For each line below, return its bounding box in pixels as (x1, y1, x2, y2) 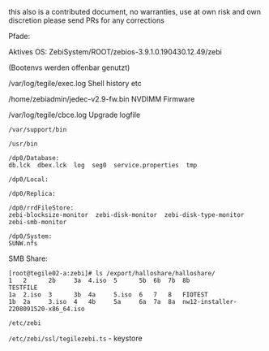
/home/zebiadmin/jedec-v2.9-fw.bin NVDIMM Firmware (8, 94, 195, 104)
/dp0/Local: (8, 175, 49, 184)
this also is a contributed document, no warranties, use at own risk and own (8, 7, 262, 16)
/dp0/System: (8, 232, 53, 240)
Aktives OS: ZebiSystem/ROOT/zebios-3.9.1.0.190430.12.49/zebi (8, 47, 223, 56)
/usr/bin (8, 140, 38, 148)
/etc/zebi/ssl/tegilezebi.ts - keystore (8, 333, 143, 343)
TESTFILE (8, 284, 38, 292)
